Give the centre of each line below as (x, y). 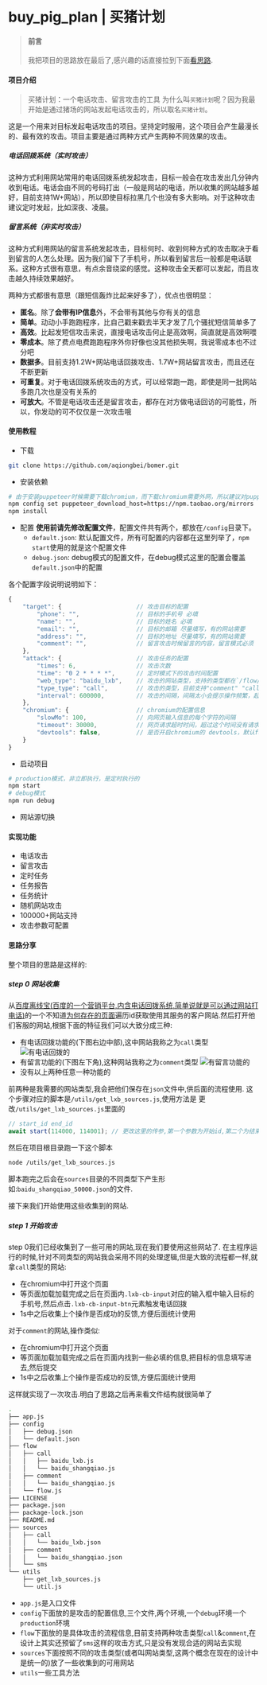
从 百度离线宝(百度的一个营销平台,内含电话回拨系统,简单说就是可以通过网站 (130, 1006)
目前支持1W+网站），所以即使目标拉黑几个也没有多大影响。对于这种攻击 (139, 197)
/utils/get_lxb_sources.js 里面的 (70, 1109)
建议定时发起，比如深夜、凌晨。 (60, 207)
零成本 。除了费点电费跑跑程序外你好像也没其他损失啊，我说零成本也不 (135, 342)
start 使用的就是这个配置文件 (79, 547)
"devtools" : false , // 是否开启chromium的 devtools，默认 (146, 732)
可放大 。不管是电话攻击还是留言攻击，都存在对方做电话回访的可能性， (135, 401)
